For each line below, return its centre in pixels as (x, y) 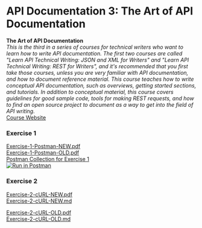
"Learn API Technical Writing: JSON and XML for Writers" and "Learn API (98, 60)
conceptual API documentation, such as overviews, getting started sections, (101, 85)
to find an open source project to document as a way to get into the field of (100, 104)
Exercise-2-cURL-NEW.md (39, 201)
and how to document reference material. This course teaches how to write (100, 79)
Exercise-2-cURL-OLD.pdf (39, 212)
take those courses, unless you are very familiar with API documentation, (97, 72)
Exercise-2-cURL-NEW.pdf (39, 194)
